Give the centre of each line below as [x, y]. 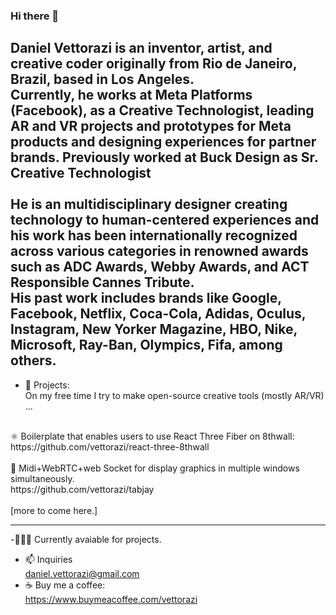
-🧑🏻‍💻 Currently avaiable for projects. [86, 539]
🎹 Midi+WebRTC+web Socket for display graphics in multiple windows [155, 468]
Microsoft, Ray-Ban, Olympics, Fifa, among [146, 345]
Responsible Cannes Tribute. [102, 282]
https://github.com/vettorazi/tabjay [82, 489]
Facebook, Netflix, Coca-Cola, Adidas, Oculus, [158, 314]
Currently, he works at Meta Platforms [131, 95]
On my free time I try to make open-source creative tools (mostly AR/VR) [174, 395]
